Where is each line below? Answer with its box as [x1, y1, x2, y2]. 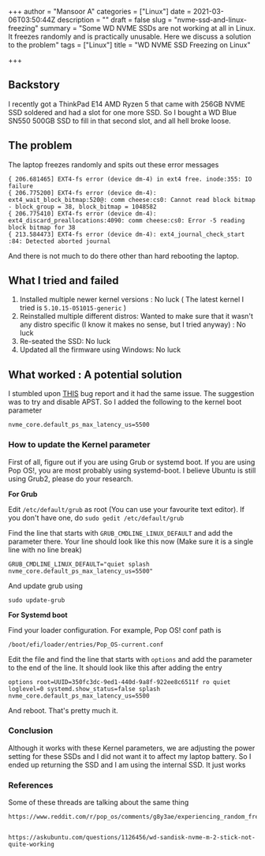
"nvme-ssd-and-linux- [174, 15, 247, 24]
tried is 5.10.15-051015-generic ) [19, 303, 127, 312]
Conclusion [8, 725, 54, 736]
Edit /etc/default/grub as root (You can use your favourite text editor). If [8, 504, 244, 514]
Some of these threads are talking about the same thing [8, 798, 189, 807]
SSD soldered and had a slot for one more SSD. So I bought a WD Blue [8, 107, 237, 117]
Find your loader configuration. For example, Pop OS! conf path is [8, 625, 222, 634]
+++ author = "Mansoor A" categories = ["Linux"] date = [8, 7, 192, 16]
